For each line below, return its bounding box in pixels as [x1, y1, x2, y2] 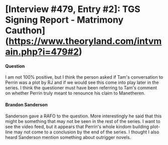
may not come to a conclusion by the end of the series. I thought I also [14, 129, 159, 135]
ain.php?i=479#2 [5, 46, 79, 58]
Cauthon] [5, 25, 46, 36]
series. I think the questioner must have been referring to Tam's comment [5, 85, 157, 91]
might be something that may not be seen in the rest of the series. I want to [5, 118, 160, 124]
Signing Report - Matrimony [5, 14, 124, 26]
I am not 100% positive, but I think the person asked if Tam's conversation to [5, 74, 163, 80]
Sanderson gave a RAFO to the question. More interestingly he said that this [5, 113, 162, 119]
